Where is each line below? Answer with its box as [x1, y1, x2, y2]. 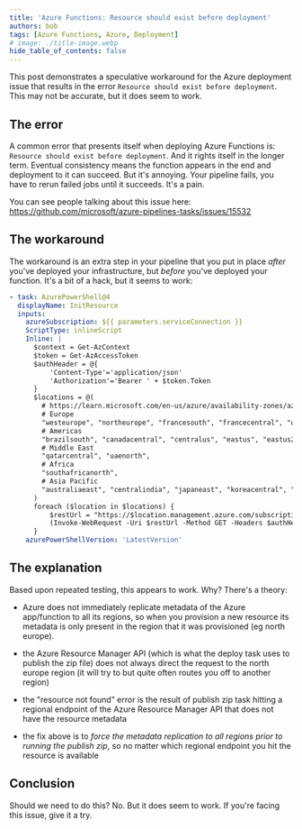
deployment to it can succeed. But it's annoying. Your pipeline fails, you [9, 169, 274, 180]
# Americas [41, 426, 83, 435]
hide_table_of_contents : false [9, 47, 127, 56]
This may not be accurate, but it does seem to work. [9, 91, 202, 102]
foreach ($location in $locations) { [32, 502, 175, 511]
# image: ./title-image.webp [9, 38, 119, 48]
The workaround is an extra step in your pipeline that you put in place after [9, 256, 286, 267]
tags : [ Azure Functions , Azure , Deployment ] [9, 30, 179, 39]
